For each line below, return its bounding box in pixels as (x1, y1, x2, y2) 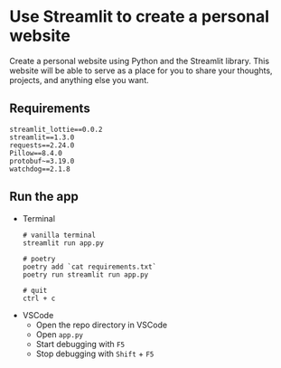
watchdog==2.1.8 (9, 165, 70, 174)
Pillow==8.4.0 (9, 148, 63, 157)
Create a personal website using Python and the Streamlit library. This (9, 55, 269, 66)
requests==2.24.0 (9, 140, 75, 150)
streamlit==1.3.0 (9, 133, 75, 142)
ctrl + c (22, 294, 56, 303)
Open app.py (35, 328, 84, 340)
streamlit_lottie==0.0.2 (9, 125, 103, 134)
